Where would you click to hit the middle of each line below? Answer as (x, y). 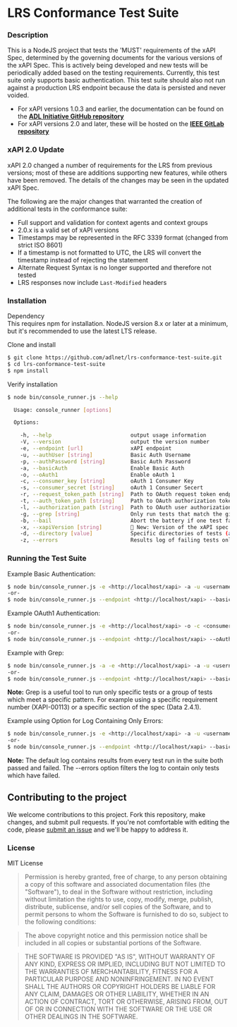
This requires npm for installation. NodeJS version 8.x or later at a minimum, (118, 324)
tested (27, 275)
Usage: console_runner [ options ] (63, 410)
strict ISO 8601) (40, 245)
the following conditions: (60, 922)
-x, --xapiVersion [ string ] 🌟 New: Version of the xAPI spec (124, 527)
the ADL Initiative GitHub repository (71, 116)
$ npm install (28, 371)
